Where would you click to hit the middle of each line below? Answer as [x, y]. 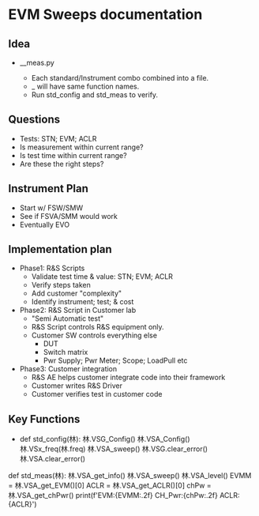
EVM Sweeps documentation [105, 15]
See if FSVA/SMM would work [69, 216]
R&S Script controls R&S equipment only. [98, 327]
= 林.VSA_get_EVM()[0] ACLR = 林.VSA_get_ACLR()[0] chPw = [110, 486]
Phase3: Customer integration [68, 369]
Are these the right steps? [62, 164]
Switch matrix [66, 352]
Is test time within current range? [73, 155]
